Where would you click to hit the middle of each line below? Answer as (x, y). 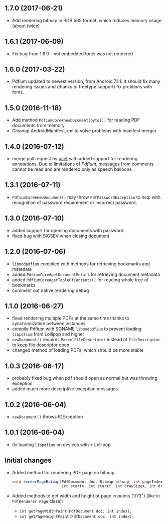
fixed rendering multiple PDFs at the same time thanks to (71, 318)
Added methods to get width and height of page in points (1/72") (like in (86, 496)
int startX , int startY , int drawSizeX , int (109, 486)
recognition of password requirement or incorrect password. (74, 202)
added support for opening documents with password (68, 230)
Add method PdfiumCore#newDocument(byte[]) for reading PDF (76, 120)
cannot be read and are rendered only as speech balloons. (72, 169)
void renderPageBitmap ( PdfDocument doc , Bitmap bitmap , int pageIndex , (88, 482)
